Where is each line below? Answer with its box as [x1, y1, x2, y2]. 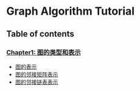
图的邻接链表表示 [15, 78, 58, 86]
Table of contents [6, 29, 74, 39]
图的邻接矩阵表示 [15, 70, 58, 78]
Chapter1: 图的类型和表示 [6, 48, 81, 56]
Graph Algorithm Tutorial [6, 4, 135, 18]
